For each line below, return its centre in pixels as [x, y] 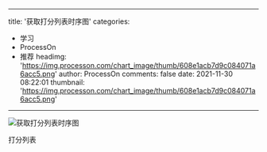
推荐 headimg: [43, 57]
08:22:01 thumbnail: [52, 82]
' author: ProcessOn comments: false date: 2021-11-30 [143, 74]
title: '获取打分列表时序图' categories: [69, 21]
